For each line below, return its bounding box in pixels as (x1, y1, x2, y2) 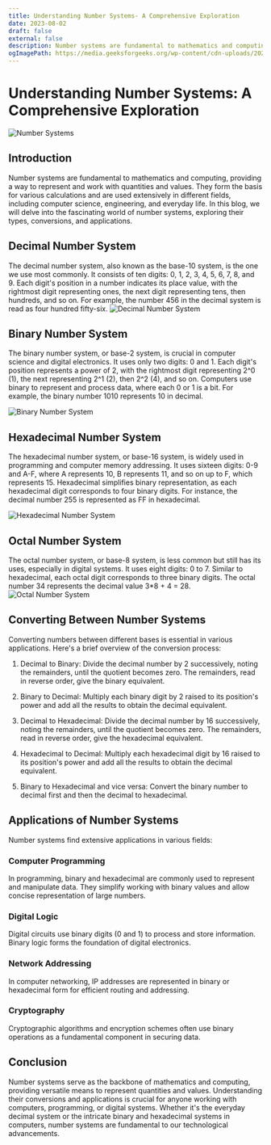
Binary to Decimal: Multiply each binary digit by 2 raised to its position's (19, 692, 259, 701)
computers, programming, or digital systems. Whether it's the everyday (8, 1102, 246, 1112)
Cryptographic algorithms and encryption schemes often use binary (8, 1023, 234, 1033)
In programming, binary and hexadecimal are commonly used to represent (8, 873, 256, 883)
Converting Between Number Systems (8, 613, 206, 627)
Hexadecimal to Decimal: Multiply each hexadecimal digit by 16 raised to (19, 748, 261, 758)
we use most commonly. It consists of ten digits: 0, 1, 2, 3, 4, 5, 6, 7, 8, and (8, 269, 255, 279)
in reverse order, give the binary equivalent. (19, 676, 165, 685)
